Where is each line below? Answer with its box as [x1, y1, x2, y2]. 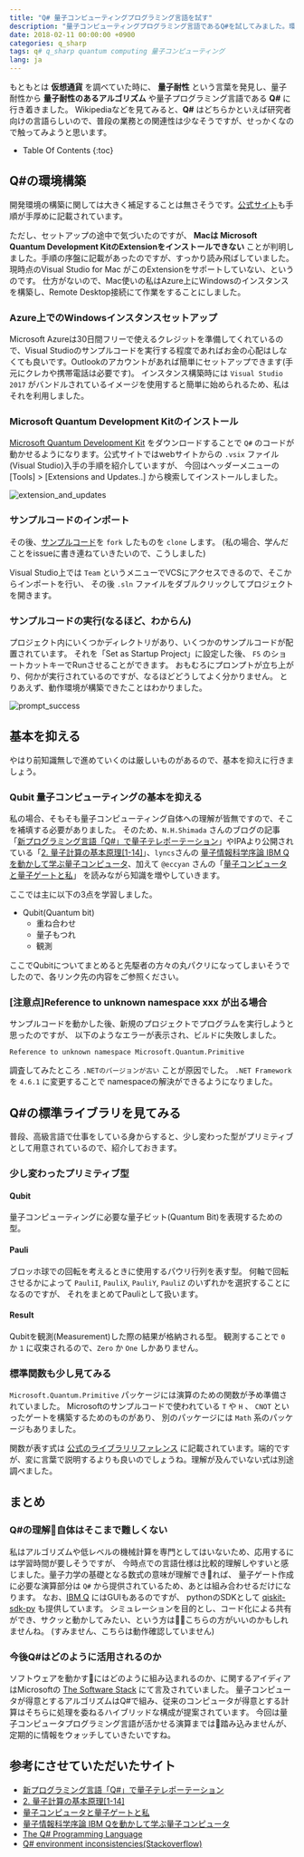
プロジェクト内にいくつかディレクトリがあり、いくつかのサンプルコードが [9, 637, 286, 647]
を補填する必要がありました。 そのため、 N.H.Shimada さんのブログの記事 [9, 824, 280, 835]
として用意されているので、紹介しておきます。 [9, 1142, 183, 1153]
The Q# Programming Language [22, 1828, 143, 1839]
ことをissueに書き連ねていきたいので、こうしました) [9, 548, 206, 559]
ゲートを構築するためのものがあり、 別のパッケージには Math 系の [24, 1412, 270, 1424]
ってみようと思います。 [24, 127, 111, 137]
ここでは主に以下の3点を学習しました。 [9, 890, 157, 900]
